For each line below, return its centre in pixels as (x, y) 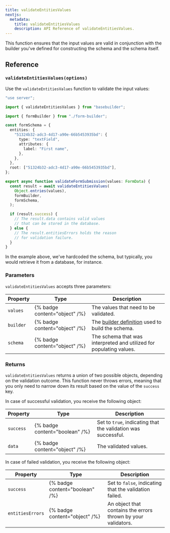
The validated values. (122, 446)
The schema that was (117, 336)
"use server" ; (20, 98)
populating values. (114, 349)
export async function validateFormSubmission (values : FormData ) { (78, 182)
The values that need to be (123, 307)
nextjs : (13, 15)
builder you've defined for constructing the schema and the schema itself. (82, 49)
